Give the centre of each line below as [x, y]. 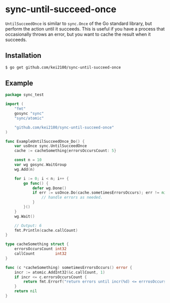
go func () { [36, 183]
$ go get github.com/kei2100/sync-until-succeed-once [63, 67]
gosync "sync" [29, 114]
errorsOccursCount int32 [40, 249]
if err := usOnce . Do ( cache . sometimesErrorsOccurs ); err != [96, 193]
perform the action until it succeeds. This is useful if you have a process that [85, 28]
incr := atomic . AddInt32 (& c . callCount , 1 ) [60, 272]
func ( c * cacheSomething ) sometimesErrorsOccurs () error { [69, 267]
